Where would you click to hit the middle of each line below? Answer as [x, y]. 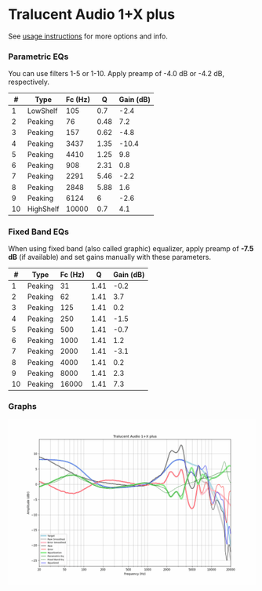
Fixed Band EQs [38, 232]
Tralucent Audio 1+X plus [91, 15]
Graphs [22, 407]
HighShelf [43, 209]
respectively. [29, 82]
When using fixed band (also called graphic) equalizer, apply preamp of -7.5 [131, 249]
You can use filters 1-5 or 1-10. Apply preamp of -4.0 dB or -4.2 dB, [116, 74]
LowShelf [42, 111]
